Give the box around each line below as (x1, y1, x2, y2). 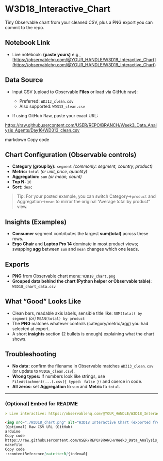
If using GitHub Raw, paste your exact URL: (12, 112, 98, 118)
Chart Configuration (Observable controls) (5, 150, 137, 159)
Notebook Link (5, 39, 50, 47)
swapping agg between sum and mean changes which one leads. (12, 246, 139, 252)
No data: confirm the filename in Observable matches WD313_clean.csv (12, 363, 154, 369)
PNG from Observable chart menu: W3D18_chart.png (12, 273, 115, 279)
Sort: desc (12, 184, 33, 190)
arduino (5, 429, 21, 434)
